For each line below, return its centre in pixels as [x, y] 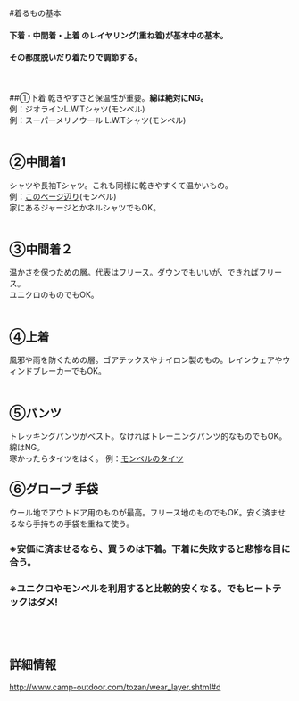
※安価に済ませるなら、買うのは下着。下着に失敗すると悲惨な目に [150, 548]
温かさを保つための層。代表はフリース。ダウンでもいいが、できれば [134, 272]
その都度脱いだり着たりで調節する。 [76, 57]
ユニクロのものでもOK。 [54, 295]
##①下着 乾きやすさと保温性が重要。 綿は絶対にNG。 [109, 97]
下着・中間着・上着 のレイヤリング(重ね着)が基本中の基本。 [119, 35]
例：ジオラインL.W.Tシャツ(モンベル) [77, 109]
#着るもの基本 [35, 13]
